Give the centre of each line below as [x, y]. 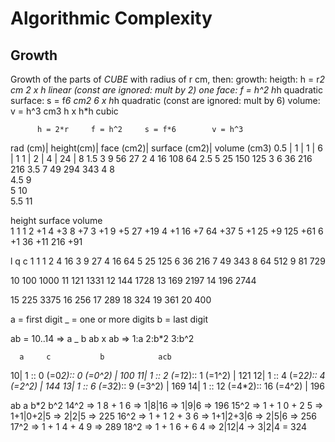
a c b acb [95, 357]
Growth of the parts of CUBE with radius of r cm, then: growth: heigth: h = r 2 [167, 79]
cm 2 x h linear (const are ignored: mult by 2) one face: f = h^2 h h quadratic [166, 90]
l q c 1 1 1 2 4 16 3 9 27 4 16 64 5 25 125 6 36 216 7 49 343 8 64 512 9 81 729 [168, 261]
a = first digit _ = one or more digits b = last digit [109, 319]
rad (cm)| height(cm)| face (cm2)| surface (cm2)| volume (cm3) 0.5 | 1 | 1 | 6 [166, 148]
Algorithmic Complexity [111, 18]
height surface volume [56, 220]
